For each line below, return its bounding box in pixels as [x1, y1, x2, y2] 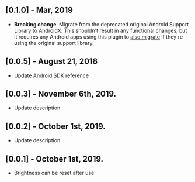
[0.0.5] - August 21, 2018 [5, 56, 98, 67]
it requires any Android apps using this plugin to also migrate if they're [13, 33, 183, 40]
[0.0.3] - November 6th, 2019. [5, 89, 117, 99]
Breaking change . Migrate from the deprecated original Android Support [13, 20, 189, 28]
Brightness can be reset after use [13, 170, 95, 177]
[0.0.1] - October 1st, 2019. [5, 154, 103, 164]
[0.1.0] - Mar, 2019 [5, 5, 74, 15]
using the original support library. [13, 39, 94, 46]
